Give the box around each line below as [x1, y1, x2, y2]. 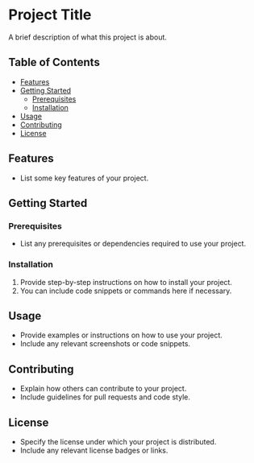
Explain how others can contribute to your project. [19, 384, 187, 394]
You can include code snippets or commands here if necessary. [19, 286, 232, 296]
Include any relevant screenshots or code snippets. [19, 339, 191, 349]
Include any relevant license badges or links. [19, 445, 169, 455]
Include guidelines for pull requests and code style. [19, 392, 191, 402]
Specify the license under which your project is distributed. [19, 436, 217, 446]
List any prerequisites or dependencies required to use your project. [19, 239, 247, 249]
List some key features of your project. [19, 173, 149, 183]
